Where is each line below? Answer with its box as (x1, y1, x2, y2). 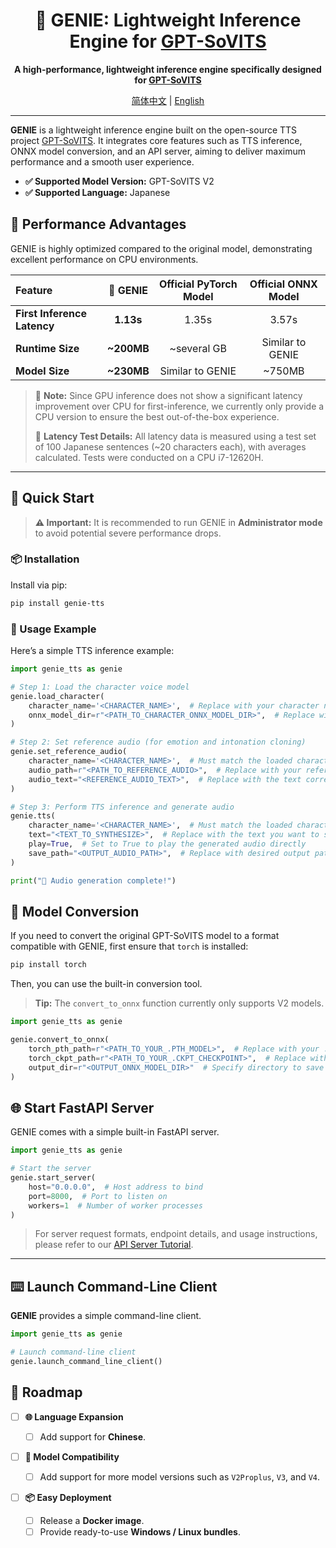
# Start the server (10, 1164, 92, 1174)
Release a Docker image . (39, 1514, 145, 1526)
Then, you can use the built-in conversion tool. (10, 978, 203, 990)
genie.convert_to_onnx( (10, 1035, 110, 1045)
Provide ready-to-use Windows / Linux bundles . (39, 1525, 241, 1538)
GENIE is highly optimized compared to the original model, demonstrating (10, 242, 313, 254)
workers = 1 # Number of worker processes (28, 1200, 203, 1211)
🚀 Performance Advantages (10, 216, 187, 233)
